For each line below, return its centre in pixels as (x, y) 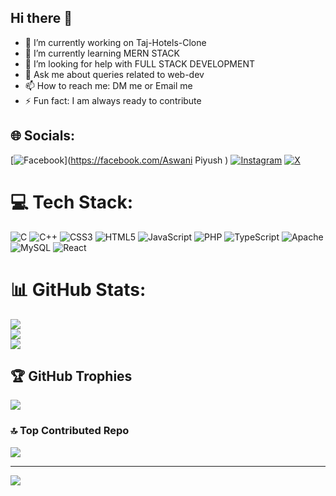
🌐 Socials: (43, 136)
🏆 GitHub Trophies (71, 376)
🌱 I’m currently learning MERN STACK (102, 53)
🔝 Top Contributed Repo (70, 431)
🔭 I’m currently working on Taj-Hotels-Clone (115, 42)
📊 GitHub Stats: (78, 289)
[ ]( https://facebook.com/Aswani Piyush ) (119, 160)
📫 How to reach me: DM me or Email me (108, 85)
